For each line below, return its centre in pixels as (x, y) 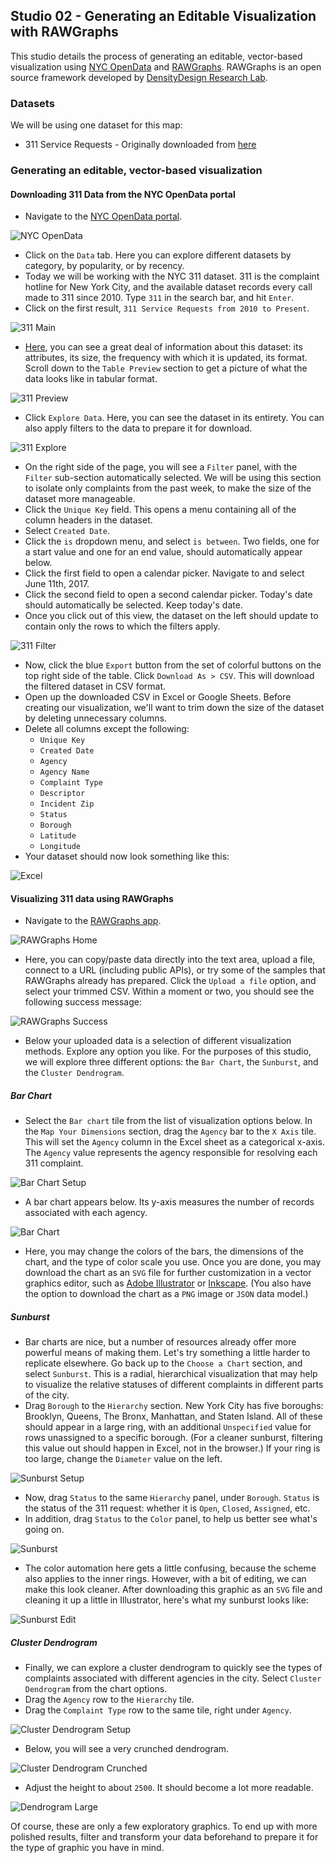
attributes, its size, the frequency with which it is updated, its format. (166, 358)
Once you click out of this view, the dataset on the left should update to (171, 616)
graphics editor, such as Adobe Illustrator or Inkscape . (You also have (168, 1283)
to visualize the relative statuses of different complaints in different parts (174, 1385)
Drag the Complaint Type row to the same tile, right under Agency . (158, 1710)
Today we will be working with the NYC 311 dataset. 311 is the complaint (172, 276)
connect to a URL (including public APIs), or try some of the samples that (175, 970)
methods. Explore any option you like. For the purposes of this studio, (168, 1051)
